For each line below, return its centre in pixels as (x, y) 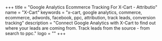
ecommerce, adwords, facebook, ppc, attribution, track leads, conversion (80, 18)
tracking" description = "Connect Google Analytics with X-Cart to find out (81, 23)
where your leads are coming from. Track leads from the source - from (78, 28)
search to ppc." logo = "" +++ (36, 33)
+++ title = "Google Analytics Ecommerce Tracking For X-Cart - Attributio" (81, 7)
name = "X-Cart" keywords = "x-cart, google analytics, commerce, (74, 12)
